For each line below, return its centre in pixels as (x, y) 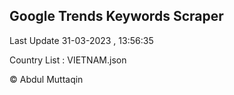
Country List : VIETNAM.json (68, 60)
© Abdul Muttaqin (46, 79)
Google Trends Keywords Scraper (116, 16)
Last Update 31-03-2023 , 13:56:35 (81, 40)
